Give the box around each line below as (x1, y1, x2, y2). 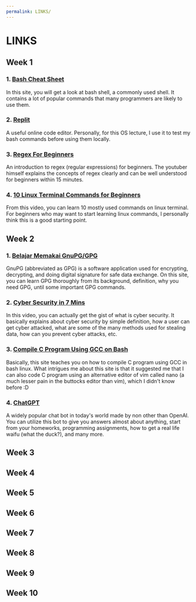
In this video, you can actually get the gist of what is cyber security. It (6, 312, 175, 319)
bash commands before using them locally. (6, 135, 111, 142)
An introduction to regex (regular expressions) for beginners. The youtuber (6, 163, 188, 171)
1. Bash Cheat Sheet (6, 75, 65, 83)
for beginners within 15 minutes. (6, 176, 84, 183)
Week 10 (6, 588, 38, 598)
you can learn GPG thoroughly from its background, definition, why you (6, 278, 179, 285)
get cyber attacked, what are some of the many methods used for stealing (6, 324, 186, 331)
